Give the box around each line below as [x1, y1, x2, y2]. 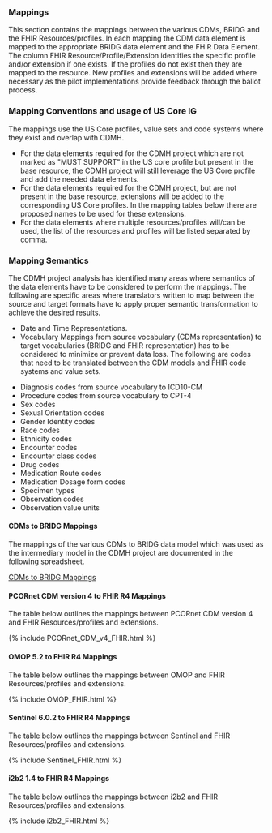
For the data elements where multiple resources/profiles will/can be [19, 217, 246, 227]
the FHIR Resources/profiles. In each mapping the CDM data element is [8, 33, 246, 43]
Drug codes [19, 459, 60, 469]
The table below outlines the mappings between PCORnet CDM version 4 [8, 609, 253, 619]
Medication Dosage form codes [19, 477, 125, 487]
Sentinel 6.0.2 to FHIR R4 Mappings [8, 713, 131, 723]
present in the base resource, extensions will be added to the [19, 191, 225, 201]
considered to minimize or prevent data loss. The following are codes [19, 349, 251, 359]
